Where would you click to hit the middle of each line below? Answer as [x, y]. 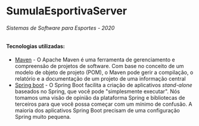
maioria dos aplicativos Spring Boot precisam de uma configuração [97, 110]
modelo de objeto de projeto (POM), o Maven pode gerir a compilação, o [104, 72]
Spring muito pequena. [43, 117]
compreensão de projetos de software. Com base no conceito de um [99, 66]
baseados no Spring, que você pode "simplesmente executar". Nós [97, 91]
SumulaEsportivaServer [66, 11]
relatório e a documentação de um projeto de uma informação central [100, 79]
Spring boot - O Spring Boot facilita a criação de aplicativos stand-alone [103, 85]
